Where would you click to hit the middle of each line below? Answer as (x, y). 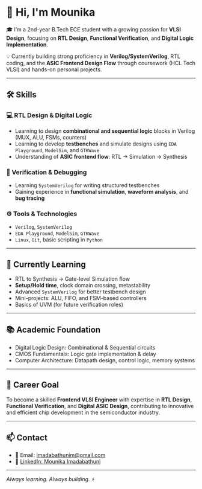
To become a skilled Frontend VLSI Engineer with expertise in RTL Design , (99, 399)
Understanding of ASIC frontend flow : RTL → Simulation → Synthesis (101, 156)
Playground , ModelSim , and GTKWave (57, 150)
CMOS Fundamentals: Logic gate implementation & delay (85, 354)
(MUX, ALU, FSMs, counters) (51, 137)
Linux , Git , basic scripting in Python (59, 240)
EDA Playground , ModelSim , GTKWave (57, 233)
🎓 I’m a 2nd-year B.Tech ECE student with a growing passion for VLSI (94, 29)
